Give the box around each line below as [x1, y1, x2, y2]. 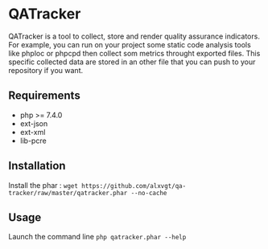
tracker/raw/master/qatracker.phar [8, 189, 128, 197]
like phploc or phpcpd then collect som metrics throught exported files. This [8, 48, 261, 58]
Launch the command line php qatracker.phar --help [8, 232, 187, 242]
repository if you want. [8, 65, 83, 75]
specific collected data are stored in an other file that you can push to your [8, 57, 256, 67]
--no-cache [130, 189, 167, 197]
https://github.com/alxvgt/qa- [81, 182, 187, 190]
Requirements [8, 89, 80, 103]
